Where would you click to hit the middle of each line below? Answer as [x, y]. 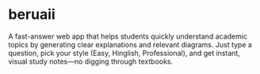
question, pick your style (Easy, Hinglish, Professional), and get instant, [124, 53]
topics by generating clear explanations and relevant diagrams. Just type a [130, 44]
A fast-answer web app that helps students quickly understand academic [128, 36]
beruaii [32, 15]
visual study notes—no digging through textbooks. [91, 61]
